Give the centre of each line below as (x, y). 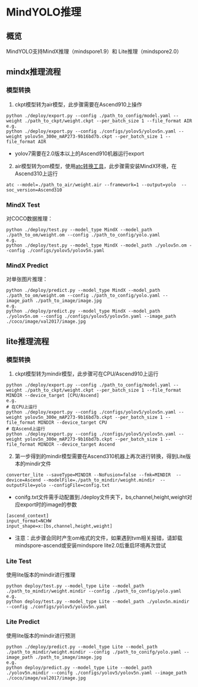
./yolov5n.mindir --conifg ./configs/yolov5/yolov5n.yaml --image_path (96, 673)
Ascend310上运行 (36, 174)
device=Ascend (24, 480)
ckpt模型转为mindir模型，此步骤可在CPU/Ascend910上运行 (87, 374)
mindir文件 (38, 464)
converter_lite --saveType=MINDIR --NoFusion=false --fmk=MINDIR (88, 475)
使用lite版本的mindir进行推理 (41, 575)
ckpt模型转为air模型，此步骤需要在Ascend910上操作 (78, 104)
